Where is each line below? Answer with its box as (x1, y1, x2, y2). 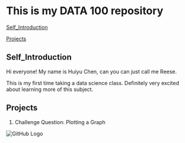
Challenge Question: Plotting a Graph (14, 118, 106, 125)
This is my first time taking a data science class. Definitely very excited (6, 79, 180, 86)
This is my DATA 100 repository (6, 4, 164, 18)
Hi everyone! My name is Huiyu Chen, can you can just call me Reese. (6, 68, 177, 75)
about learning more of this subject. (6, 86, 94, 93)
